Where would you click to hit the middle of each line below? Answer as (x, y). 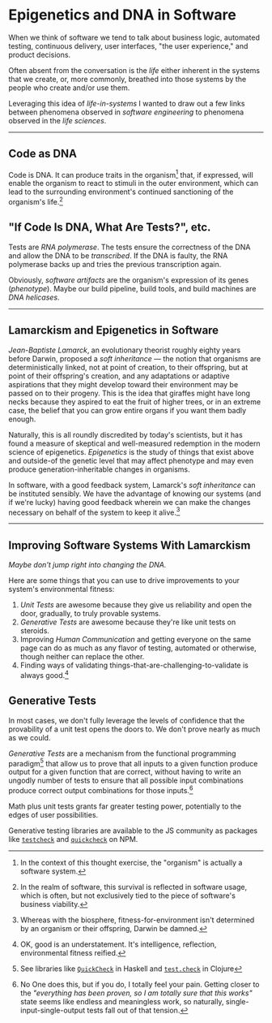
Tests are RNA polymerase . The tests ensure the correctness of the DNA (130, 247)
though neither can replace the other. (82, 657)
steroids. (35, 631)
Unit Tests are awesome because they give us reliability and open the (136, 605)
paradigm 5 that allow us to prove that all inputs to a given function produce (133, 762)
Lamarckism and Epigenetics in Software (114, 330)
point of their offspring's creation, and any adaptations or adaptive (119, 376)
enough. (22, 419)
